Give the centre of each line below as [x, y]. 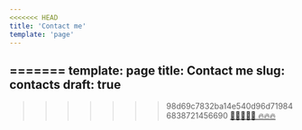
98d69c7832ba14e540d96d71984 [230, 106]
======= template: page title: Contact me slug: [147, 70]
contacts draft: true [65, 85]
